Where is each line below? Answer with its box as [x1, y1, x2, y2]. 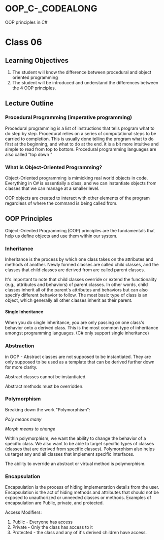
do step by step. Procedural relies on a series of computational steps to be [5, 130, 157, 136]
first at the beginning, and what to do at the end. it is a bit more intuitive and [5, 141, 159, 147]
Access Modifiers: [5, 509, 42, 515]
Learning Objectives [5, 56, 69, 65]
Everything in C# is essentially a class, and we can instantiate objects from [5, 180, 157, 186]
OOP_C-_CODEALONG [5, 3, 98, 14]
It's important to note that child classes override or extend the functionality [5, 277, 157, 283]
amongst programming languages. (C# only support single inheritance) [5, 330, 149, 336]
